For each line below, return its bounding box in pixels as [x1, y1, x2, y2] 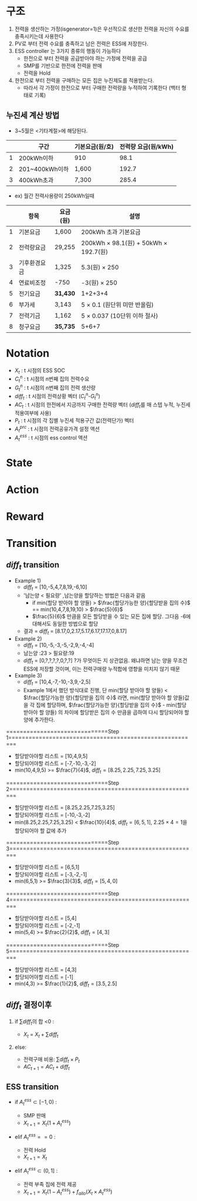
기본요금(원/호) [74, 142, 114, 151]
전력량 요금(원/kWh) [119, 142, 174, 151]
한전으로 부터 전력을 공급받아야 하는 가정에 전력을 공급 [23, 55, 148, 62]
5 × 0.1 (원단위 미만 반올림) [81, 301, 154, 309]
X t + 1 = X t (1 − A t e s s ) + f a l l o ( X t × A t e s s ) [23, 1187, 113, 1197]
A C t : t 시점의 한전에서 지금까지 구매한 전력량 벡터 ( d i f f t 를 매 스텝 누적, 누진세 [14, 401, 191, 409]
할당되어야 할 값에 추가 [14, 827, 67, 834]
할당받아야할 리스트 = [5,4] [14, 915, 77, 922]
